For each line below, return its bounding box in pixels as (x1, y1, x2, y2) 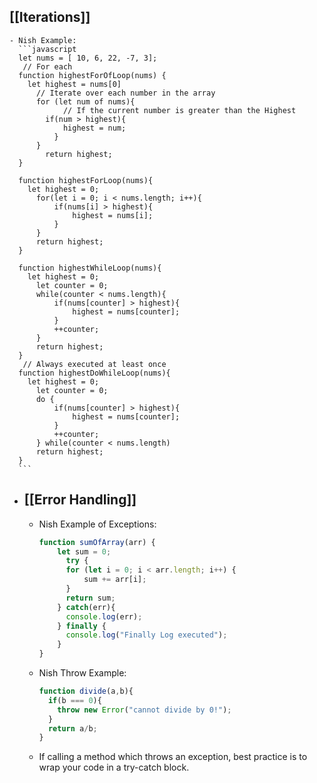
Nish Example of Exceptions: (38, 518, 157, 530)
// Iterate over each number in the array (35, 88, 216, 98)
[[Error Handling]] (23, 491, 137, 509)
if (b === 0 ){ (47, 695, 102, 705)
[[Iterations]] (9, 9, 91, 26)
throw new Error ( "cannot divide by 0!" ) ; (57, 705, 232, 715)
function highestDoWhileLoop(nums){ (18, 368, 171, 378)
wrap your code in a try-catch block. (38, 761, 190, 774)
